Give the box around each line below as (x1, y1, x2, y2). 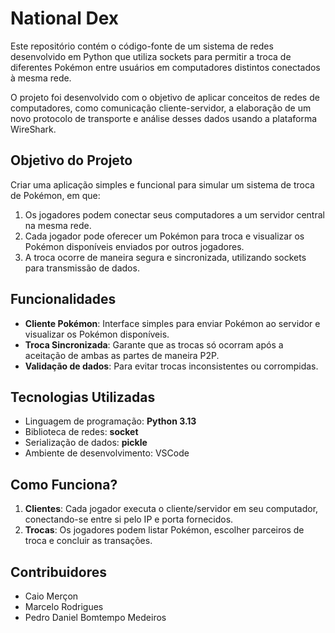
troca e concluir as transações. (24, 535, 153, 547)
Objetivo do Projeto (10, 152, 133, 169)
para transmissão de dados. (24, 262, 140, 274)
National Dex (10, 7, 120, 30)
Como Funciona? (10, 476, 118, 493)
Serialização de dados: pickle (24, 437, 148, 449)
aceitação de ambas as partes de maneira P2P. (24, 349, 220, 361)
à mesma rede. (10, 72, 72, 84)
